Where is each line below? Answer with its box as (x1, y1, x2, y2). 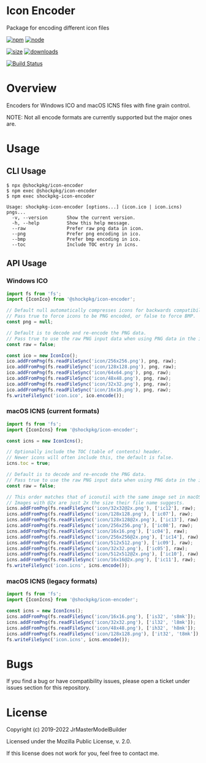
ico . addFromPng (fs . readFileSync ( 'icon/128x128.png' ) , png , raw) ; (6, 364, 177, 370)
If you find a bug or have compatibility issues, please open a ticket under (6, 678, 190, 685)
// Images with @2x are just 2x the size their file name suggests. (6, 499, 185, 506)
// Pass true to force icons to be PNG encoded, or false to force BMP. (6, 313, 196, 320)
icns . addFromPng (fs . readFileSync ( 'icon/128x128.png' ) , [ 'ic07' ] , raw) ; (6, 511, 193, 517)
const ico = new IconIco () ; (6, 352, 78, 358)
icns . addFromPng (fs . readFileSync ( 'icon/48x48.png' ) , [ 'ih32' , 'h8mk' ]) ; (6, 625, 196, 631)
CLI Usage (6, 166, 47, 176)
